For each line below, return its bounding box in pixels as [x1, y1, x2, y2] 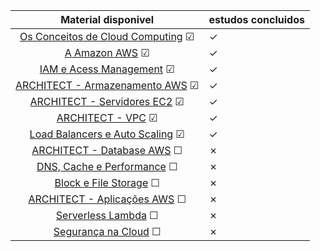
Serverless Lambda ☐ [55, 209, 159, 222]
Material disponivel [60, 13, 155, 26]
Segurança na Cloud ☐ [53, 225, 162, 238]
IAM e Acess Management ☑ [39, 62, 175, 76]
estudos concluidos [208, 13, 305, 26]
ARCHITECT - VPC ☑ [56, 111, 158, 124]
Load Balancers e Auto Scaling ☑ [29, 127, 185, 141]
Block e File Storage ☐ [54, 176, 160, 189]
